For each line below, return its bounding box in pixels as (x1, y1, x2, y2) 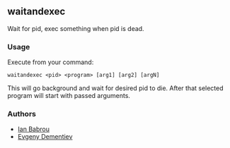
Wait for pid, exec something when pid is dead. (7, 24, 144, 32)
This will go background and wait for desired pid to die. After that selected (7, 84, 224, 92)
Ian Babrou (17, 125, 50, 133)
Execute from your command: (7, 58, 94, 66)
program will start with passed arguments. (7, 92, 131, 100)
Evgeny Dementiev (17, 132, 73, 141)
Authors (7, 109, 37, 119)
